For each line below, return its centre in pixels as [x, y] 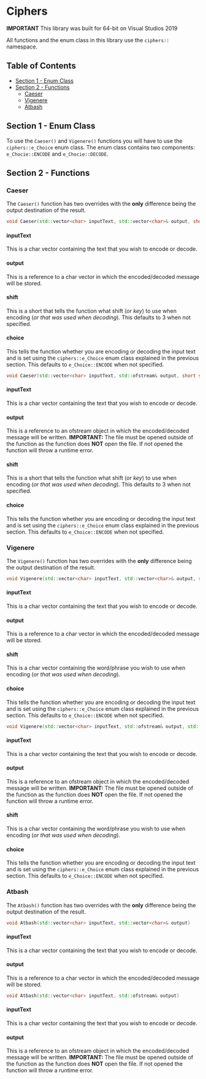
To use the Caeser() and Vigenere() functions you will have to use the [94, 141]
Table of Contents [41, 66]
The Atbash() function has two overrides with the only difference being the [101, 905]
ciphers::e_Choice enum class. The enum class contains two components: [101, 147]
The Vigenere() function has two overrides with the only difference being [99, 561]
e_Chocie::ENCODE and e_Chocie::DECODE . [57, 154]
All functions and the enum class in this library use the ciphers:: [88, 40]
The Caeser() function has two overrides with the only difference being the [101, 204]
